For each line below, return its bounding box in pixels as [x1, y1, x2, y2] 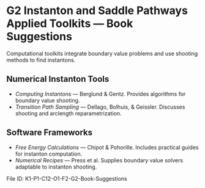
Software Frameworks [6, 128, 93, 138]
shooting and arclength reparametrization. [15, 109, 122, 117]
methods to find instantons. [6, 56, 76, 63]
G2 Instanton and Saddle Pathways [6, 4, 188, 18]
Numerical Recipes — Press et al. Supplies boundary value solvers [15, 156, 184, 164]
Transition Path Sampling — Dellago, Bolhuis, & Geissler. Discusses [15, 103, 185, 110]
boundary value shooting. [15, 96, 80, 104]
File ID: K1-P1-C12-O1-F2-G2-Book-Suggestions [6, 175, 127, 182]
